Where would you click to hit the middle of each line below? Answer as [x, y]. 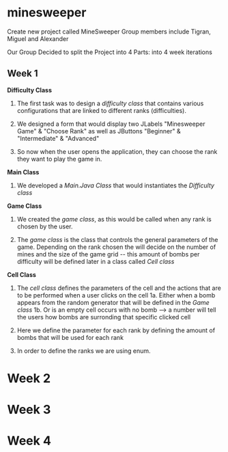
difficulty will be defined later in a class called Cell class [96, 261]
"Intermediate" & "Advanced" [58, 138]
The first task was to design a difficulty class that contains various [110, 103]
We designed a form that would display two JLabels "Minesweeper [111, 124]
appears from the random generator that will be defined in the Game [113, 302]
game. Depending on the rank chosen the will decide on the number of [116, 247]
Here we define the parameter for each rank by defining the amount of [116, 330]
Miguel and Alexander [38, 38]
